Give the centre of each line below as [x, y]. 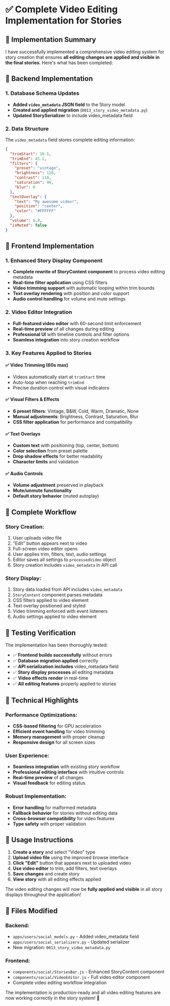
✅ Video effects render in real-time [50, 678]
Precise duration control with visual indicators [61, 388]
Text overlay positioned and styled [49, 606]
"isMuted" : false [28, 225]
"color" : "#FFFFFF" [35, 211]
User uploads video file [37, 538]
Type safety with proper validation [49, 824]
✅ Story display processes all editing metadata [63, 672]
